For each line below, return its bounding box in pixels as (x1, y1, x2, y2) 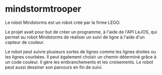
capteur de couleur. (5, 39, 45, 45)
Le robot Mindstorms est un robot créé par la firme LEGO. (5, 19, 121, 25)
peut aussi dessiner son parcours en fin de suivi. (5, 64, 103, 70)
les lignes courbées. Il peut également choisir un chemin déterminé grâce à (5, 54, 157, 59)
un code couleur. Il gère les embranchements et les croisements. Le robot (5, 59, 154, 65)
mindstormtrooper (5, 3, 81, 15)
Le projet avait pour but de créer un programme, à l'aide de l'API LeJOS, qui (5, 29, 157, 35)
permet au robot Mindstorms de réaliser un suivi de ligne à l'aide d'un (5, 34, 145, 40)
